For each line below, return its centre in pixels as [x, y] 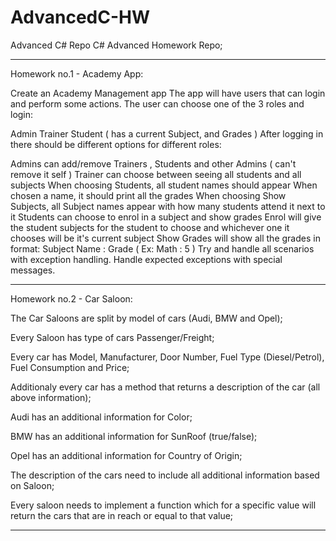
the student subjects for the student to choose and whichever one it [150, 227]
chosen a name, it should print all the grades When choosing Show [148, 195]
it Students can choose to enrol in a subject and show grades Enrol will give [166, 217]
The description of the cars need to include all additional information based [165, 475]
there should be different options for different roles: [116, 144]
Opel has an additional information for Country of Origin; [126, 455]
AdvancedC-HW [80, 17]
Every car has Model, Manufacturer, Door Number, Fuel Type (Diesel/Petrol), [167, 357]
